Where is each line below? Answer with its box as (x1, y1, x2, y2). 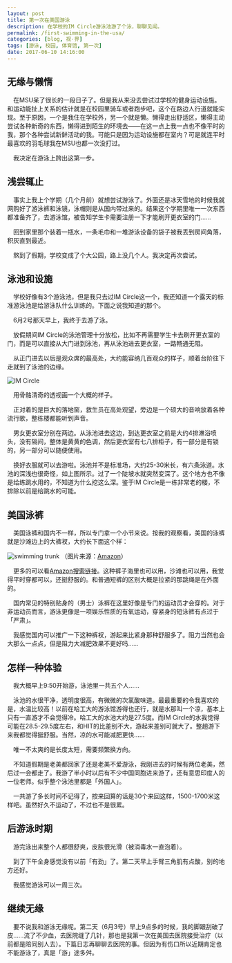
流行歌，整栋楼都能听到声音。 (7, 414, 92, 423)
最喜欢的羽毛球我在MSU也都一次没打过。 (7, 139, 124, 147)
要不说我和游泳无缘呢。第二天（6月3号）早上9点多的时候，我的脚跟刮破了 (12, 922, 224, 930)
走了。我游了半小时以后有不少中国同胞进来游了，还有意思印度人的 (37, 769, 225, 777)
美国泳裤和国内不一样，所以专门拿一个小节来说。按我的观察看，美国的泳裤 (12, 529, 225, 537)
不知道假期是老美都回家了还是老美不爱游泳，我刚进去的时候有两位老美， (12, 760, 219, 768)
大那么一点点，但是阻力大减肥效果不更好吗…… (7, 639, 139, 648)
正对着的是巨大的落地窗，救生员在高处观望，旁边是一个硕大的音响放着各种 (12, 405, 225, 414)
